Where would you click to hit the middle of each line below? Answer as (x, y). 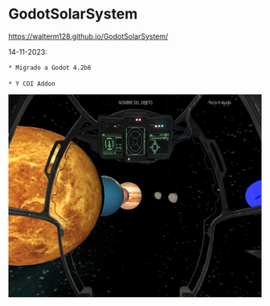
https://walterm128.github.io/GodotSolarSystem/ (88, 36)
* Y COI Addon (32, 84)
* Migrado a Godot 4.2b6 (50, 68)
